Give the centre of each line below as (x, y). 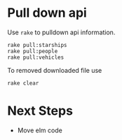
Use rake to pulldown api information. (61, 32)
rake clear (23, 83)
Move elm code (40, 130)
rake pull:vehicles (36, 57)
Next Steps (40, 111)
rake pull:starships (38, 45)
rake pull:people (33, 51)
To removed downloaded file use (55, 70)
